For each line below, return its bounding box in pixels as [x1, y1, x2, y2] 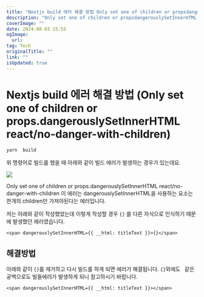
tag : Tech [6, 43, 32, 49]
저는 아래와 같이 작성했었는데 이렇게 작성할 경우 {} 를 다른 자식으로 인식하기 [6, 211, 185, 218]
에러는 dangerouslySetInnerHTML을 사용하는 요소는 [67, 190, 193, 197]
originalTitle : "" [6, 49, 53, 55]
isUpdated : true [6, 60, 47, 66]
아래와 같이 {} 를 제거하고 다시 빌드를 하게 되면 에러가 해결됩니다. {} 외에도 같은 [6, 265, 195, 273]
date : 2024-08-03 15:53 [6, 26, 67, 32]
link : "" [6, 54, 29, 60]
